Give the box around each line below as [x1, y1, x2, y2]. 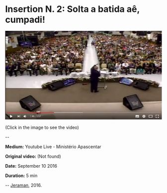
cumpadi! [5, 14, 46, 25]
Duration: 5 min [5, 173, 38, 179]
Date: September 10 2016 [5, 163, 57, 169]
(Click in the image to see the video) [5, 124, 80, 130]
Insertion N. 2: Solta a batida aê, [5, 3, 140, 15]
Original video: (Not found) [5, 153, 61, 159]
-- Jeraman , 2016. [5, 182, 42, 188]
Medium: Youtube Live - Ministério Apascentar [5, 143, 101, 150]
